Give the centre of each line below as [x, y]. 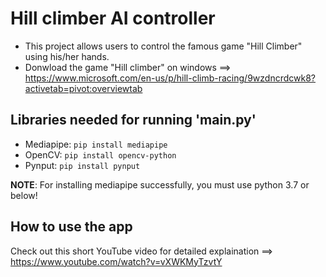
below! [24, 195]
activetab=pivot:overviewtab [83, 88]
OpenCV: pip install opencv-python [100, 154]
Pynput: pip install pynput [82, 165]
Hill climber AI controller [113, 18]
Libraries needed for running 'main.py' [133, 120]
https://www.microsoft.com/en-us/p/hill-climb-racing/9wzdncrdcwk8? [170, 78]
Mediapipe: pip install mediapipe [96, 144]
